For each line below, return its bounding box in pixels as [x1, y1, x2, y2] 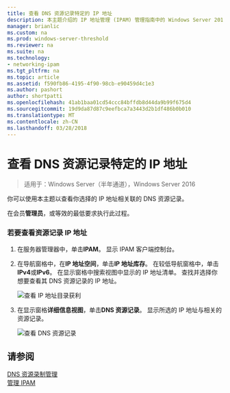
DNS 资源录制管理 [7, 370, 58, 379]
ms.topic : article [7, 73, 60, 81]
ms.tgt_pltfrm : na [7, 67, 60, 74]
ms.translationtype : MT [7, 112, 75, 118]
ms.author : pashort [7, 86, 63, 93]
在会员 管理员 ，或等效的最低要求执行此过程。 [7, 210, 133, 218]
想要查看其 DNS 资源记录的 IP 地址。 [16, 277, 120, 285]
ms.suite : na [7, 49, 44, 55]
